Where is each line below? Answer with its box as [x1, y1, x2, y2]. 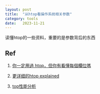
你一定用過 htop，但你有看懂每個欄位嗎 [12, 63, 91, 69]
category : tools [5, 16, 38, 21]
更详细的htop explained [12, 73, 60, 79]
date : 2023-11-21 [5, 20, 45, 26]
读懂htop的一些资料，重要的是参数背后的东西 [5, 35, 96, 40]
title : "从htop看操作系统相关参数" [5, 12, 72, 17]
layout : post [5, 7, 32, 12]
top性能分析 [12, 83, 37, 89]
